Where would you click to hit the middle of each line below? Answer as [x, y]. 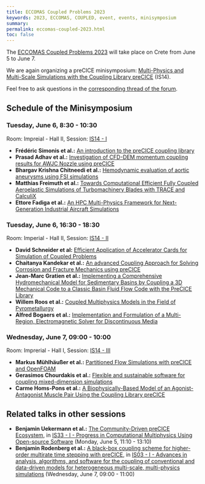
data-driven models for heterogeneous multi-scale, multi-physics [98, 468]
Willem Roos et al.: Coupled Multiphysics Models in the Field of [95, 302]
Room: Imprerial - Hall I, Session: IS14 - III [58, 350]
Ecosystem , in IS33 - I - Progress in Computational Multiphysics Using [104, 435]
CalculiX [26, 196]
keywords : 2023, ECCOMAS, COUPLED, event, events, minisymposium [91, 18]
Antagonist [29, 395]
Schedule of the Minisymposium [69, 108]
